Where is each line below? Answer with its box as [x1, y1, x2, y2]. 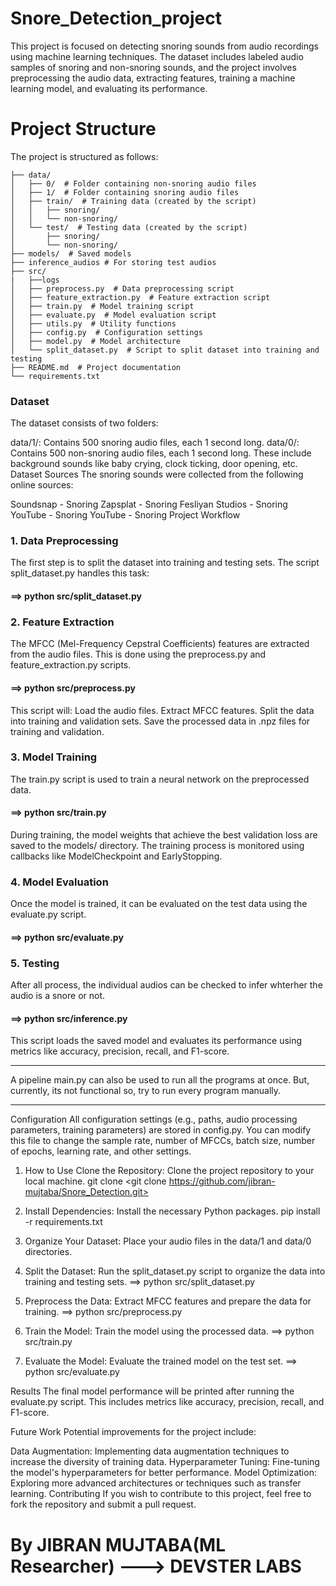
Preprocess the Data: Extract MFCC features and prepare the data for [24, 1295, 312, 1307]
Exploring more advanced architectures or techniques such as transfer [10, 1477, 302, 1489]
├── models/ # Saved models [10, 248, 132, 259]
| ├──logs [10, 275, 60, 285]
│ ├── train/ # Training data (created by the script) [10, 196, 257, 206]
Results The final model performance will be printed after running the [10, 1385, 295, 1397]
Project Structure [10, 118, 157, 141]
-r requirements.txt [24, 1216, 103, 1228]
